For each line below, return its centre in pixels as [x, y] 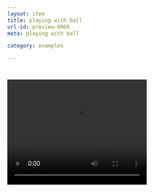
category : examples [36, 46]
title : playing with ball [45, 20]
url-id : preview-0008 [39, 27]
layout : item [26, 14]
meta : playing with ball [43, 33]
